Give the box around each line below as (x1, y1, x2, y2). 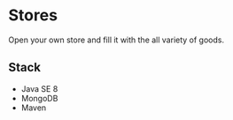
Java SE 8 (20, 83, 58, 94)
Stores (8, 5, 58, 26)
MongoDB (20, 93, 58, 103)
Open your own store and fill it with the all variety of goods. (8, 34, 225, 45)
